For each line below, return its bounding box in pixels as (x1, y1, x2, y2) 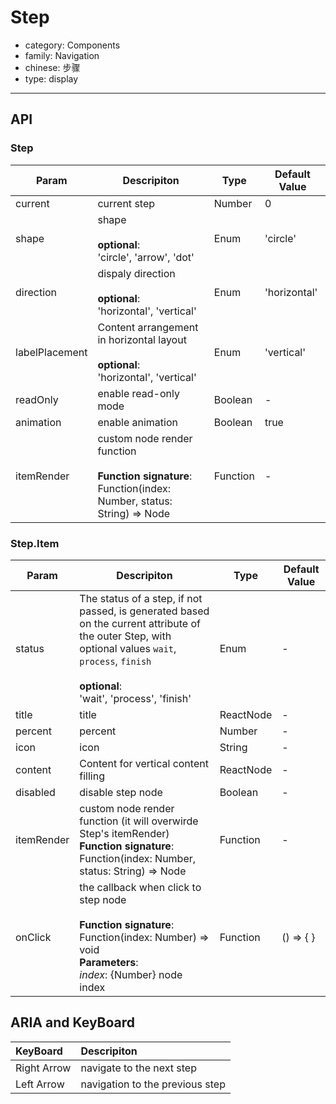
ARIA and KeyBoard (10, 1014, 136, 1031)
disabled (15, 785, 56, 799)
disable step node (79, 785, 163, 799)
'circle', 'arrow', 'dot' (97, 250, 195, 264)
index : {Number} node (79, 967, 183, 981)
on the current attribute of (79, 616, 201, 630)
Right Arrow (15, 1061, 72, 1075)
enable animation (97, 415, 178, 429)
